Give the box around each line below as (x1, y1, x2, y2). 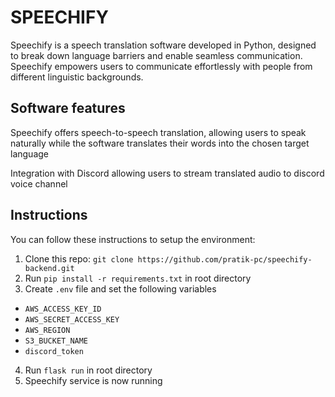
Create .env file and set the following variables (24, 282, 217, 295)
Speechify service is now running (24, 374, 163, 386)
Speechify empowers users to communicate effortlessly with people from (10, 60, 313, 72)
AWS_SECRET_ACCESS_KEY (24, 314, 120, 325)
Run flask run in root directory (24, 364, 153, 376)
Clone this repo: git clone (24, 252, 134, 265)
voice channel (10, 177, 68, 190)
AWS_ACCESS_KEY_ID (24, 304, 102, 314)
